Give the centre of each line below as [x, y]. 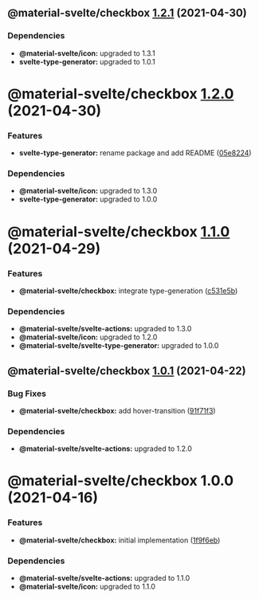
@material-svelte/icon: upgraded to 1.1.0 [87, 587]
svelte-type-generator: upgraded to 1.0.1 [87, 61]
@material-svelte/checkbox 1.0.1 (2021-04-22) [127, 371]
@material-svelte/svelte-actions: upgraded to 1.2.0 [105, 448]
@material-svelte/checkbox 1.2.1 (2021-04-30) [128, 13]
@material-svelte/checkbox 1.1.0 [119, 231]
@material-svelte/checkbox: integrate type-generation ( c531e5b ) [128, 291]
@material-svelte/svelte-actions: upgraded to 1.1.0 [104, 578]
